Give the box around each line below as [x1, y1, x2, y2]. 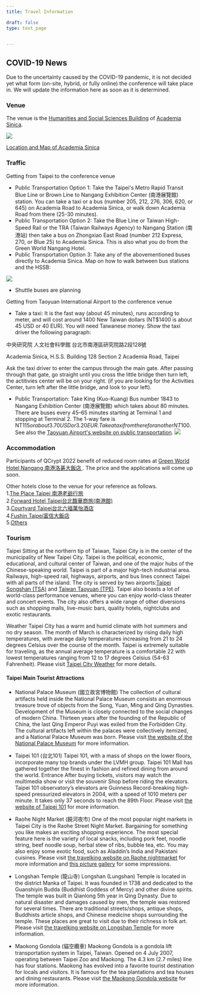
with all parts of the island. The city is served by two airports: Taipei [6, 579, 171, 586]
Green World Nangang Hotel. [14, 245, 87, 252]
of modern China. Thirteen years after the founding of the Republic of [14, 714, 186, 721]
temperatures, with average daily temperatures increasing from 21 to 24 [6, 635, 183, 643]
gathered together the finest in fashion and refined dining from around [14, 765, 188, 772]
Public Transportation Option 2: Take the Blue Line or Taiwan [14, 216, 164, 224]
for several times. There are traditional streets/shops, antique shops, [14, 905, 183, 912]
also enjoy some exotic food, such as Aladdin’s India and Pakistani [14, 847, 178, 855]
